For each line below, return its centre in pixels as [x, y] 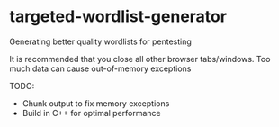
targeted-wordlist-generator [118, 17]
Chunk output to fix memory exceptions [96, 103]
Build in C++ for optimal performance [92, 113]
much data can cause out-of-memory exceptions [100, 68]
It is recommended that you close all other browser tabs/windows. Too [140, 59]
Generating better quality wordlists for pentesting [100, 41]
